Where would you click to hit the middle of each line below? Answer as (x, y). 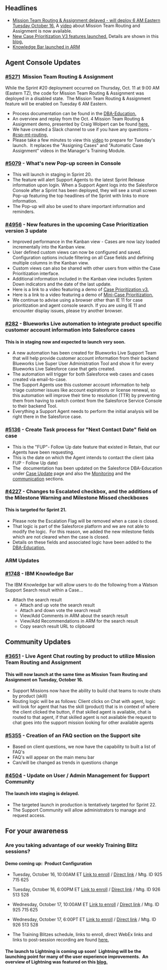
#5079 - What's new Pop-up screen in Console (63, 163)
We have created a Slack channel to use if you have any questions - (82, 129)
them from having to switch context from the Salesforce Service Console (87, 401)
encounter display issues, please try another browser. (68, 311)
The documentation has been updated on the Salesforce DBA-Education (87, 468)
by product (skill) (30, 696)
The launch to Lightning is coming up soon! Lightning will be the (73, 951)
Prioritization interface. (36, 273)
